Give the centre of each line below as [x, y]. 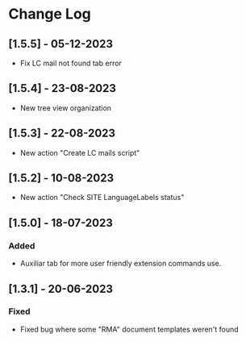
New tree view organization [65, 108]
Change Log [50, 14]
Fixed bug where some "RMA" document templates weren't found [129, 329]
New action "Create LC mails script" [80, 152]
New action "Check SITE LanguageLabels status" [102, 198]
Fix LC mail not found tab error [71, 63]
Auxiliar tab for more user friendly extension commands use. [121, 264]
